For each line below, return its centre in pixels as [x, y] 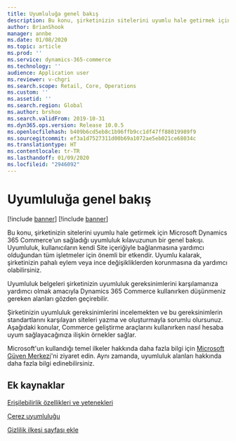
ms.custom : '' [28, 92]
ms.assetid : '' [29, 99]
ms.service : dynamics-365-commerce [59, 60]
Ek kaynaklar [36, 386]
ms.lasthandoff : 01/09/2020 [48, 158]
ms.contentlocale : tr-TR [44, 151]
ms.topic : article [34, 46]
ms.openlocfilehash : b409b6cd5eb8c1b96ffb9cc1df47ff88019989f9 [102, 132]
